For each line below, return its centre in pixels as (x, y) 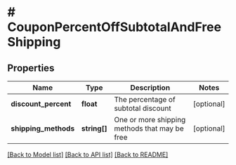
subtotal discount (143, 108)
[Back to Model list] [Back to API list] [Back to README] (88, 154)
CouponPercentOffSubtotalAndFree (114, 27)
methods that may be (149, 128)
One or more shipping (150, 120)
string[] (94, 128)
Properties (31, 68)
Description (150, 87)
